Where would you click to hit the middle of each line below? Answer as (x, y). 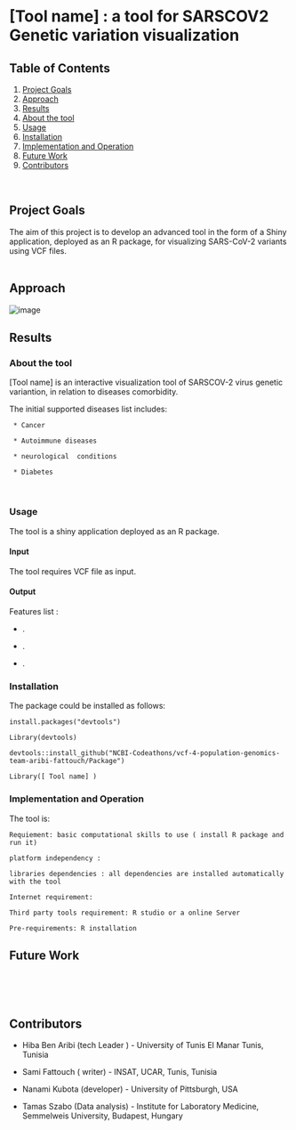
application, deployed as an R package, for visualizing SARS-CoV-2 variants (148, 241)
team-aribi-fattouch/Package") (67, 761)
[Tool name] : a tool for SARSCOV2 (139, 16)
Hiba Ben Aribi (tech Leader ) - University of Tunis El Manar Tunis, (143, 1045)
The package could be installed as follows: (88, 706)
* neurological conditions (65, 457)
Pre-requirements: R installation (73, 928)
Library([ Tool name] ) (53, 776)
